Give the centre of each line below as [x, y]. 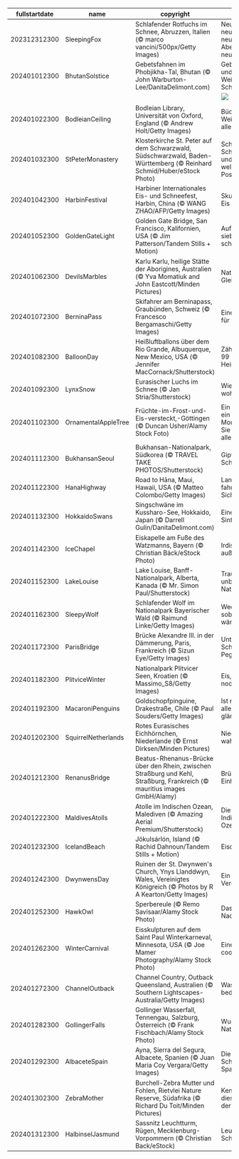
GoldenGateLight [90, 236]
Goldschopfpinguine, [166, 700]
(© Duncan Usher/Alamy [171, 426]
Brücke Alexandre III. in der [175, 635]
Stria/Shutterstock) [163, 397]
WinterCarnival [87, 948]
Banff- [184, 570]
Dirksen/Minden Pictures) [172, 749]
